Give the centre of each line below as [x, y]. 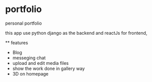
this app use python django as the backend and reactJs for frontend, [76, 33]
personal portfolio [24, 23]
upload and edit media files [40, 63]
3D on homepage [30, 73]
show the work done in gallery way [49, 68]
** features [17, 43]
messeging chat [29, 58]
